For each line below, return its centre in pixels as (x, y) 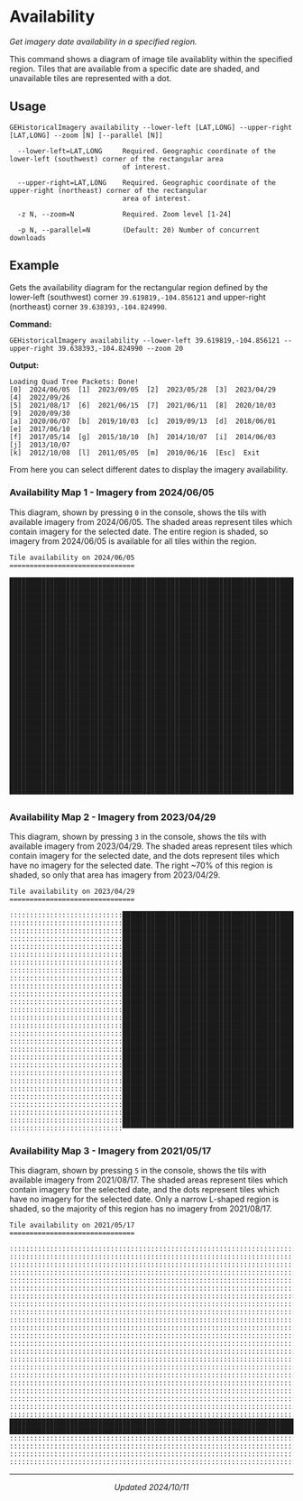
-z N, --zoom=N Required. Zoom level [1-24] (124, 214)
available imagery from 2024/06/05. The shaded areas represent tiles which (151, 521)
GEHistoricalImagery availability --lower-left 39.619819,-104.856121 (145, 340)
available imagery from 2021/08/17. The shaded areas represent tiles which (149, 1180)
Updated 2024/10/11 (151, 1487)
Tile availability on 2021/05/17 (72, 1225)
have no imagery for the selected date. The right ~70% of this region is (141, 866)
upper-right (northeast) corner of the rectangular (108, 190)
